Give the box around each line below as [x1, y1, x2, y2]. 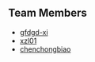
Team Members [8, 6, 87, 20]
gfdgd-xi [19, 27, 49, 37]
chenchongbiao [19, 44, 71, 54]
